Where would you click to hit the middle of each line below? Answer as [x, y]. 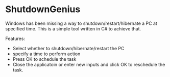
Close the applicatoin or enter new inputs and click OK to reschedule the [89, 64]
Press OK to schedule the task [44, 59]
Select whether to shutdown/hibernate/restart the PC [68, 48]
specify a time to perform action [46, 54]
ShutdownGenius [43, 9]
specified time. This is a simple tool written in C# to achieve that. [73, 28]
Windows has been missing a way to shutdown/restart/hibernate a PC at [81, 23]
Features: [15, 38]
